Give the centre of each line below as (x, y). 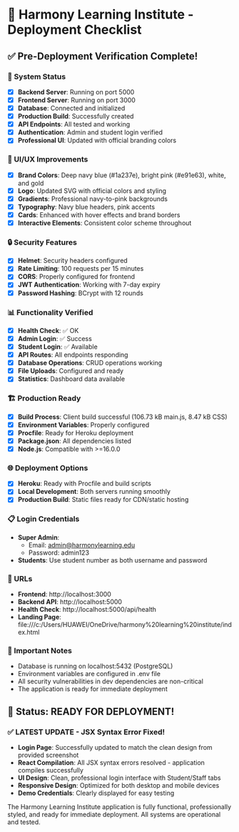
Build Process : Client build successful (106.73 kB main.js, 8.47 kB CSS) (122, 417)
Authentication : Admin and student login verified (90, 132)
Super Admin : (39, 537)
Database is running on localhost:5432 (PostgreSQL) (95, 666)
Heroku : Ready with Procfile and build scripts (85, 484)
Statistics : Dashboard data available (71, 379)
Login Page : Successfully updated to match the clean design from (115, 747)
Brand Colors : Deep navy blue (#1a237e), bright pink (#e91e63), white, (122, 175)
